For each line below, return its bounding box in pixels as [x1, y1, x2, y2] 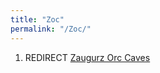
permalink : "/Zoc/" [10, 24, 92, 34]
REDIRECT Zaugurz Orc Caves [24, 51, 151, 63]
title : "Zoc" [10, 14, 65, 25]
